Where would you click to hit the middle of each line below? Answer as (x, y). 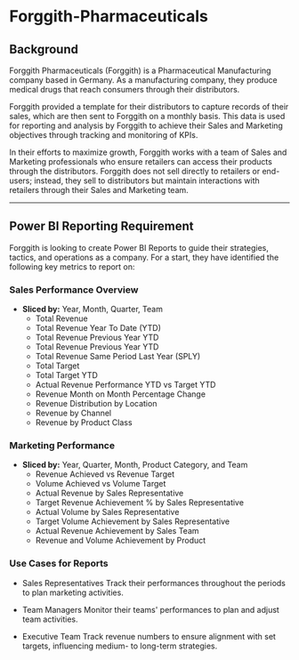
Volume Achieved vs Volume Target (101, 484)
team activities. (50, 619)
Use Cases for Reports (59, 564)
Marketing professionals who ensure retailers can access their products (141, 161)
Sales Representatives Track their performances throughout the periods (154, 583)
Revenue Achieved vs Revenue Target (105, 474)
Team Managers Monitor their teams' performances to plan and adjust (151, 609)
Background (44, 49)
